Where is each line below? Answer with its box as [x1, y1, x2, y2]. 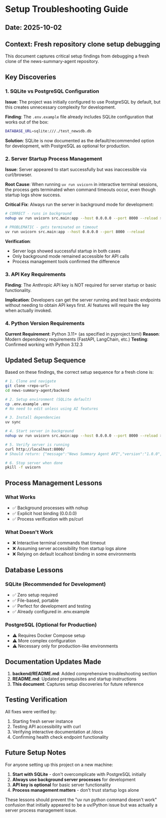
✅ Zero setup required [12, 591, 58, 598]
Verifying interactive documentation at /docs [12, 729, 103, 735]
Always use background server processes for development [12, 776, 136, 782]
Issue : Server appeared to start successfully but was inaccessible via [5, 167, 147, 173]
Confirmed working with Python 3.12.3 [5, 342, 83, 348]
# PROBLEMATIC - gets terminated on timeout [5, 225, 98, 230]
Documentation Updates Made [5, 657, 101, 666]
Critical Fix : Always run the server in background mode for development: [5, 202, 154, 208]
